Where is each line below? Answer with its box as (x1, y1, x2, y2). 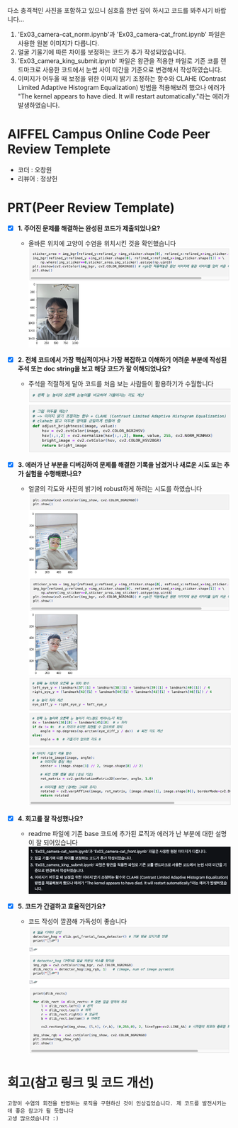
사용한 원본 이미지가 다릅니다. (17, 39, 100, 47)
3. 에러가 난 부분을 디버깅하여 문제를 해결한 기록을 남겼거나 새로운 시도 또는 (17, 460, 223, 469)
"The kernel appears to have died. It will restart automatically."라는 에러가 (17, 92, 230, 101)
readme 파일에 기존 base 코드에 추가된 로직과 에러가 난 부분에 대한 (28, 829, 214, 837)
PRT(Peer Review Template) (7, 200, 175, 216)
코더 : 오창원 (17, 165, 52, 174)
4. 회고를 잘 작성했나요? (17, 814, 84, 823)
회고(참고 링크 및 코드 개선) (7, 1074, 154, 1090)
